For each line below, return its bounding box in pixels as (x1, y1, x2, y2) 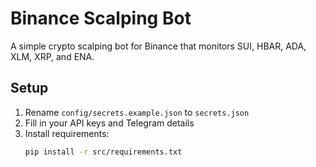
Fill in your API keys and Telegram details (24, 117, 195, 129)
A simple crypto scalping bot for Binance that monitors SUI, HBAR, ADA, (10, 40, 307, 52)
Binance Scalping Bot (10, 7, 192, 30)
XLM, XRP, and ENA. (10, 50, 95, 62)
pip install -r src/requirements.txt (24, 147, 183, 157)
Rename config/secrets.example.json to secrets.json (24, 106, 250, 118)
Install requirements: (24, 127, 110, 139)
